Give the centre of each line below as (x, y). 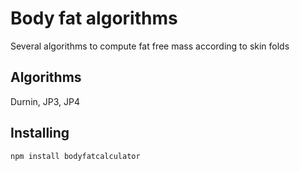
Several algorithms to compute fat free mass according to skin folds (150, 46)
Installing (40, 133)
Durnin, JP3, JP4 (45, 101)
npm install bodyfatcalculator (75, 156)
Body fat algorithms (94, 18)
